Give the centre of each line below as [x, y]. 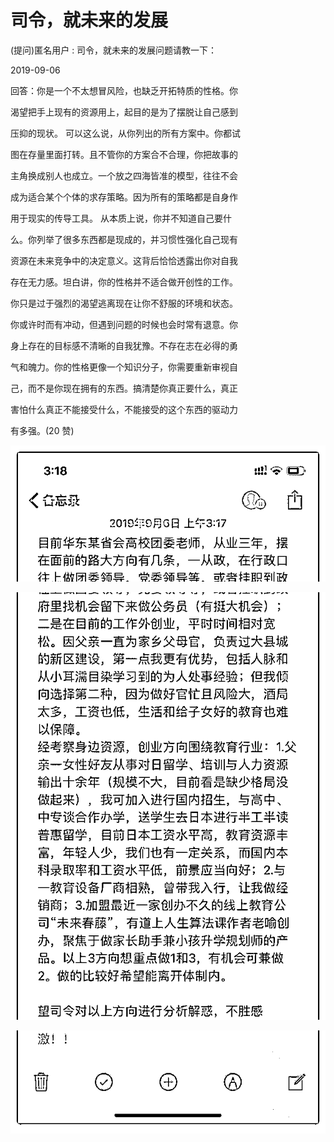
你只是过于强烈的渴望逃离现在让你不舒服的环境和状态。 [124, 303]
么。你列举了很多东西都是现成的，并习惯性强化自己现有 [124, 239]
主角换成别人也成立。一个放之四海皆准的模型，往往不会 [124, 175]
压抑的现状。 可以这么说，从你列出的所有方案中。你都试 [125, 133]
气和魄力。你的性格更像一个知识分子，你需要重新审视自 [124, 367]
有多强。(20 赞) [42, 430]
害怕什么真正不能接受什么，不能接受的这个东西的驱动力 [124, 409]
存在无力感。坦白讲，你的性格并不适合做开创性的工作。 [124, 282]
